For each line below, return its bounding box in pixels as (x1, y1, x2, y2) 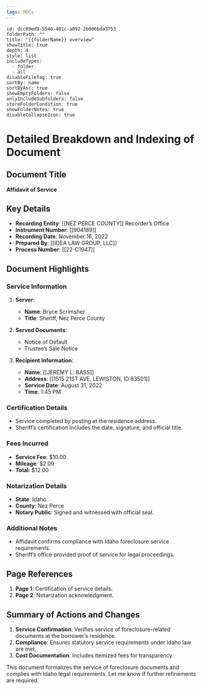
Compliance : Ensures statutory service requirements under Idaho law (15, 638, 192, 646)
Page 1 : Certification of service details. (15, 585, 113, 592)
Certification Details (6, 403, 68, 412)
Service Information (6, 282, 67, 290)
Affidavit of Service (6, 185, 57, 193)
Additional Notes (6, 524, 58, 532)
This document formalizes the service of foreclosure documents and (6, 664, 179, 671)
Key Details (6, 204, 51, 214)
